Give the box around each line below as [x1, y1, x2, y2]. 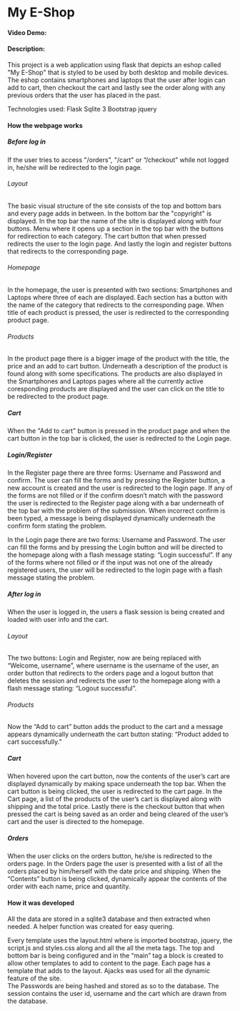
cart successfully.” [7, 738, 62, 746]
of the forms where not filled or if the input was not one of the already [7, 558, 213, 567]
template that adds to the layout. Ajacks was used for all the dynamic [7, 966, 211, 975]
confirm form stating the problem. [7, 522, 107, 530]
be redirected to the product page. [7, 392, 109, 401]
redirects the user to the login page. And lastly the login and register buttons [7, 239, 232, 248]
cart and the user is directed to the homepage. [7, 818, 144, 826]
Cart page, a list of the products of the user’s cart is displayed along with [7, 795, 221, 803]
